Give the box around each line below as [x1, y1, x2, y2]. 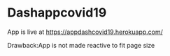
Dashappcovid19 [7, 5, 107, 21]
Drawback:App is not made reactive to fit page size [7, 41, 155, 49]
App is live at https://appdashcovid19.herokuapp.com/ [7, 28, 163, 36]
